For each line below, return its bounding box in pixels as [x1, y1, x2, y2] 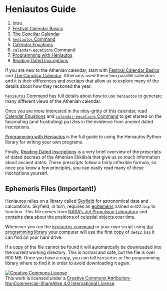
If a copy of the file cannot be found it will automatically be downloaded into [5, 244, 161, 250]
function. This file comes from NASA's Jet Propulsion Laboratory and [5, 208, 147, 214]
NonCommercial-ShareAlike [5, 280, 62, 286]
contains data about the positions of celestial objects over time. [5, 214, 136, 220]
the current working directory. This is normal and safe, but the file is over [5, 249, 155, 255]
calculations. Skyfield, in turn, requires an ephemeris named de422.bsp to [5, 203, 156, 209]
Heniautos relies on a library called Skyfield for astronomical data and [5, 198, 148, 204]
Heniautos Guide [5, 4, 76, 15]
